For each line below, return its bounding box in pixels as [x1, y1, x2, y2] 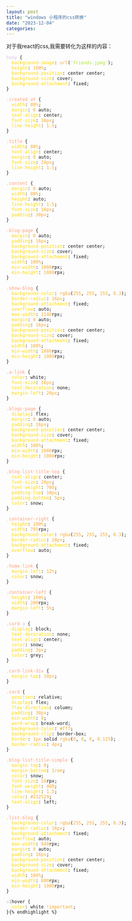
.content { [6, 180, 33, 186]
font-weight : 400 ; [11, 783, 58, 790]
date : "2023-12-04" [6, 20, 55, 26]
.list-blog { [6, 815, 39, 821]
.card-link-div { [6, 668, 50, 674]
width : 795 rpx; [11, 527, 50, 533]
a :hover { [6, 899, 31, 905]
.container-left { [6, 590, 52, 596]
